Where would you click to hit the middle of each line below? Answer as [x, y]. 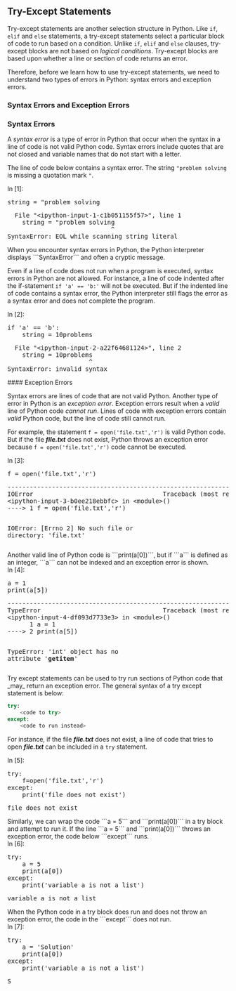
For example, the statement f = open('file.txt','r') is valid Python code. [117, 432]
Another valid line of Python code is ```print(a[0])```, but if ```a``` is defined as [118, 555]
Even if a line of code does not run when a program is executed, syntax [110, 271]
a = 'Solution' [48, 947]
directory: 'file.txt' [46, 536]
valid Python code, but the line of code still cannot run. [87, 419]
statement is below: [36, 693]
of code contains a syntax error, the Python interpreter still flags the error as [118, 294]
